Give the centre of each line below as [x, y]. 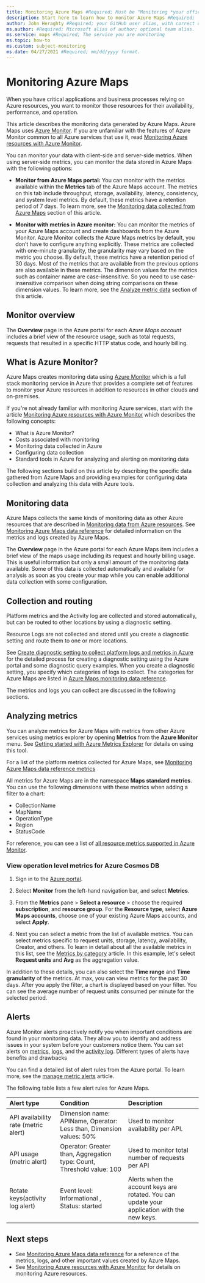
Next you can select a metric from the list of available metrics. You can [104, 934]
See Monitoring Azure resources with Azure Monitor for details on [98, 1266]
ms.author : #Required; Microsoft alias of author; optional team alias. [101, 29]
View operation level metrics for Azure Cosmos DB [83, 865]
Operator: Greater [85, 1146]
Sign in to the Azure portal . [49, 879]
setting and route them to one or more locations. [67, 641]
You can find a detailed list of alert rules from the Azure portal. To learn [95, 1069]
